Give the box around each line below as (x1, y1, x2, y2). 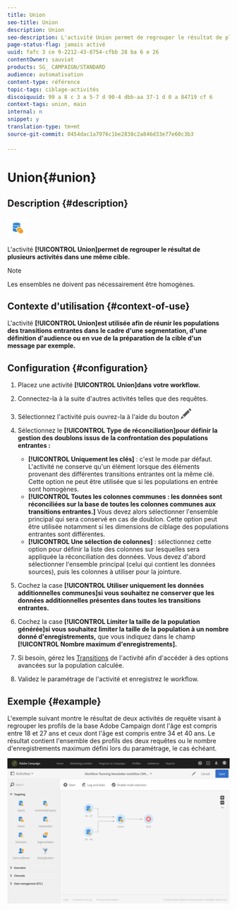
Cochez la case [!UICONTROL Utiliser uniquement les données (17, 581, 205, 590)
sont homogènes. (28, 485, 80, 494)
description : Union (7, 26, 65, 33)
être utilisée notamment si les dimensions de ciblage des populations (28, 523, 229, 531)
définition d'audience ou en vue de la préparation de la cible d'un (7, 334, 202, 343)
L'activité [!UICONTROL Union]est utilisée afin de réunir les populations (7, 319, 220, 328)
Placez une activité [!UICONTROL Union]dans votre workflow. (17, 381, 201, 389)
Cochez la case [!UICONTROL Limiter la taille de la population (17, 617, 200, 626)
